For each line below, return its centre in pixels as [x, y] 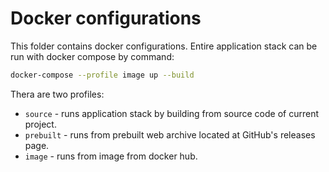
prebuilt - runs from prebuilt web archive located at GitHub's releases [170, 134]
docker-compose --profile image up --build [102, 75]
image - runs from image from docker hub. [111, 156]
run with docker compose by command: [92, 56]
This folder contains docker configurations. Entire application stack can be [164, 46]
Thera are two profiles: [57, 94]
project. [40, 124]
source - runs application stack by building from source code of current [171, 113]
